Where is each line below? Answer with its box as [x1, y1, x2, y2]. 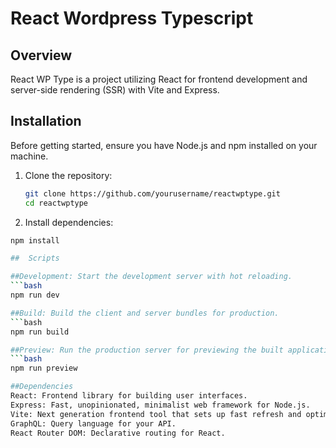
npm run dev [10, 290, 60, 301]
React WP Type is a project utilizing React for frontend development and [10, 73, 308, 85]
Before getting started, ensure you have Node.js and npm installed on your [10, 139, 318, 151]
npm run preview [10, 363, 78, 374]
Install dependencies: [24, 216, 114, 228]
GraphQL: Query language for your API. [10, 418, 177, 429]
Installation [10, 113, 82, 130]
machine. [10, 150, 49, 162]
